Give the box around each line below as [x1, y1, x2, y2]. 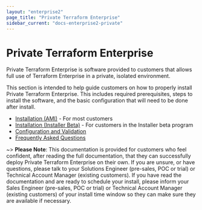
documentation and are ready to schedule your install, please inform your [6, 178, 189, 185]
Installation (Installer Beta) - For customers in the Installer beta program [15, 121, 194, 129]
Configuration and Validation [15, 128, 86, 135]
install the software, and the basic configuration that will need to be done [6, 97, 189, 104]
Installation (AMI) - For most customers [15, 115, 113, 122]
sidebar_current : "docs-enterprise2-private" [6, 20, 123, 26]
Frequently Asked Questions [15, 134, 86, 142]
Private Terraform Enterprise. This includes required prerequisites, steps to [6, 91, 193, 98]
